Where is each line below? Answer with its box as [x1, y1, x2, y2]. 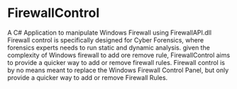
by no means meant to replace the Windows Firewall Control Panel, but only [7, 66, 229, 74]
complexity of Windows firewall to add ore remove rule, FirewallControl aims [7, 51, 231, 59]
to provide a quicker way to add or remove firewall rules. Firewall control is [7, 58, 226, 66]
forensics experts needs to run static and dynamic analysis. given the [7, 43, 211, 52]
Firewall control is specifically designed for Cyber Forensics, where [7, 35, 204, 44]
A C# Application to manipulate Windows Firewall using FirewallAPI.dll [7, 28, 211, 37]
